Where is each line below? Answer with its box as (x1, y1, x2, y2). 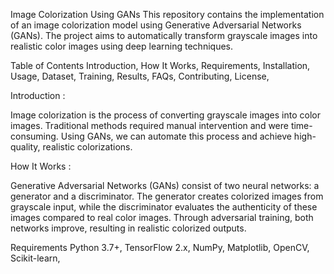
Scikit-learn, (10, 252, 61, 264)
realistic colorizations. (42, 141, 133, 153)
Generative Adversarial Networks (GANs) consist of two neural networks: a (10, 180, 320, 191)
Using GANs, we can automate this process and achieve (60, 130, 292, 142)
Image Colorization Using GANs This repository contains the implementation (10, 9, 325, 20)
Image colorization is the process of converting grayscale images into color (10, 109, 321, 121)
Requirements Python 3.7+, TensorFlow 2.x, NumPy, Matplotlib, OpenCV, (10, 242, 310, 253)
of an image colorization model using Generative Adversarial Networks (10, 19, 302, 31)
